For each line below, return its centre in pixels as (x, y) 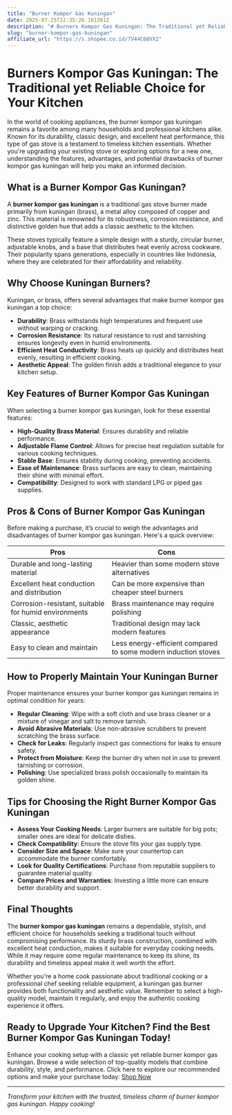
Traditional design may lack (156, 623)
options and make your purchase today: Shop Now (79, 1076)
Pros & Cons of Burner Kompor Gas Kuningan (106, 511)
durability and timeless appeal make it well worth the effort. (91, 962)
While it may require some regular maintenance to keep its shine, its (104, 955)
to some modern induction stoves (166, 652)
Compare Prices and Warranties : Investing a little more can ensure (113, 880)
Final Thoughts (40, 910)
